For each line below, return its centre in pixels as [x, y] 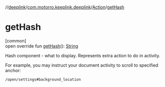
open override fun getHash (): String [42, 46]
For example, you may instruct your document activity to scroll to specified [82, 65]
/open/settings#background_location [43, 79]
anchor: [13, 70]
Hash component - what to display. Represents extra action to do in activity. [83, 55]
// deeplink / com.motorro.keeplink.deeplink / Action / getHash [65, 7]
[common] [16, 41]
